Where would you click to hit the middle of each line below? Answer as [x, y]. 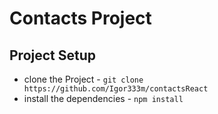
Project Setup [53, 55]
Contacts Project [80, 18]
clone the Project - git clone [83, 79]
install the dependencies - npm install [103, 98]
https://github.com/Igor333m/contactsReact [116, 89]
